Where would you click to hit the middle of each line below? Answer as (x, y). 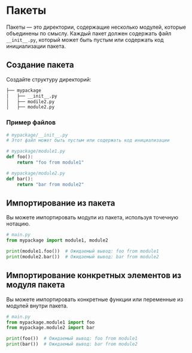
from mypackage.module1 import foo (51, 322)
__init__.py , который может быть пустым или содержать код (85, 40)
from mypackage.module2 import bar (51, 328)
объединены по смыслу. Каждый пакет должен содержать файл (89, 33)
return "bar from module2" (51, 184)
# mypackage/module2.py (36, 173)
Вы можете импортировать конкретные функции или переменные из (95, 299)
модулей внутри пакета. (37, 306)
